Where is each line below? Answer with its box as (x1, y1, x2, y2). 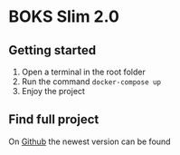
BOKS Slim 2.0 (8, 6, 119, 27)
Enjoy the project (21, 86, 85, 96)
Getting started (8, 43, 97, 58)
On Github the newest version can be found (8, 136, 171, 147)
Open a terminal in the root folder (21, 66, 146, 77)
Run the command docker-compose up (21, 76, 162, 87)
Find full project (8, 111, 99, 128)
